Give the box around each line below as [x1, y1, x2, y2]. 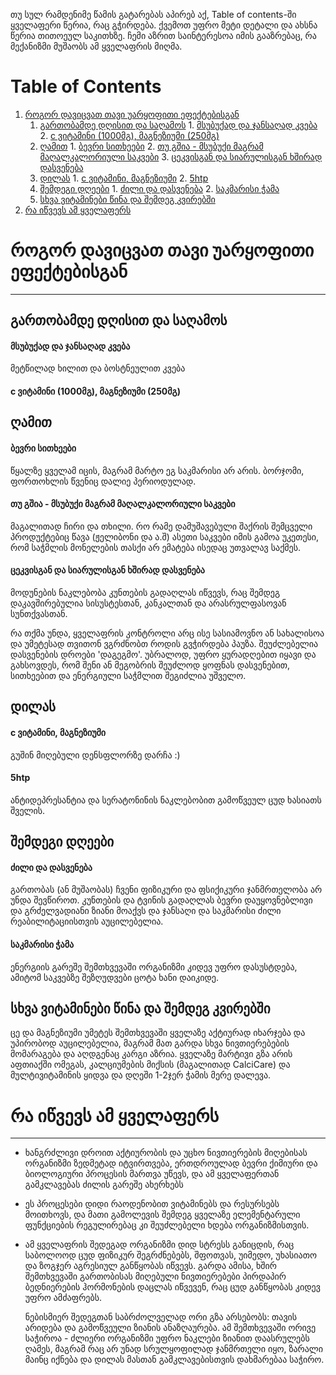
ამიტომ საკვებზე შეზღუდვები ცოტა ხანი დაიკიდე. [10, 971, 220, 983]
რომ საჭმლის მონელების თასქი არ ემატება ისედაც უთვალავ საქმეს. [10, 541, 302, 553]
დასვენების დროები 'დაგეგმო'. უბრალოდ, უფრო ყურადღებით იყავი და [10, 649, 317, 661]
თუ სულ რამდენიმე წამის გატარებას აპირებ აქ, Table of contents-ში [10, 9, 297, 20]
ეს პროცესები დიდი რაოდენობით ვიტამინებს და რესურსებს [24, 1198, 280, 1210]
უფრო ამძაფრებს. [24, 1292, 102, 1304]
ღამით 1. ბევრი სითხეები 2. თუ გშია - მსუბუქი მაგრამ [39, 140, 264, 152]
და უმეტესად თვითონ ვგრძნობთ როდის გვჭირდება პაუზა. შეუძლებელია [10, 638, 319, 650]
